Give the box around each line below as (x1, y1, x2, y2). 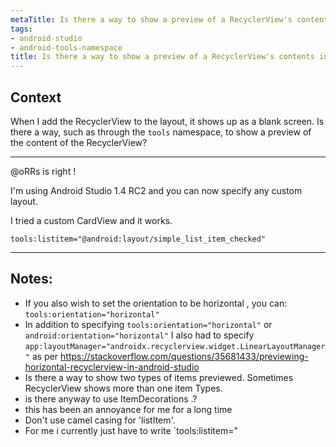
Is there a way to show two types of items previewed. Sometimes (24, 371, 294, 383)
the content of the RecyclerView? (10, 136, 148, 148)
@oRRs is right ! (10, 165, 77, 177)
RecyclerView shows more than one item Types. (24, 382, 223, 394)
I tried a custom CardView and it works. (10, 214, 173, 226)
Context (10, 89, 62, 106)
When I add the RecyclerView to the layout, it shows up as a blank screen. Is (10, 115, 325, 127)
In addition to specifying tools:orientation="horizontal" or (24, 318, 273, 330)
